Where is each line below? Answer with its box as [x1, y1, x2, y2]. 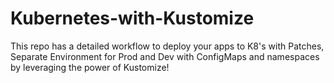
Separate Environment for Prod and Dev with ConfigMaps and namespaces [10, 50, 320, 62]
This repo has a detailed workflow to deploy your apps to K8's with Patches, [10, 40, 325, 52]
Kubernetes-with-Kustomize [10, 7, 255, 30]
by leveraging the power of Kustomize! [10, 61, 170, 73]
